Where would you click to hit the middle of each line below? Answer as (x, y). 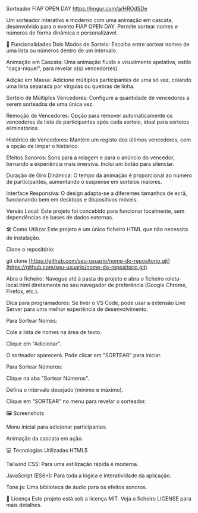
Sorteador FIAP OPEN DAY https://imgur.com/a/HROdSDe (77, 9)
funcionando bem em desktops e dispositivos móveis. (72, 199)
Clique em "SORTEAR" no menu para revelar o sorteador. (76, 401)
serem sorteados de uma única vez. (50, 104)
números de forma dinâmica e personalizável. (62, 33)
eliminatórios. (23, 128)
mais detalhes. (24, 505)
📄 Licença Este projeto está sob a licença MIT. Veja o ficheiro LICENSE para (99, 498)
